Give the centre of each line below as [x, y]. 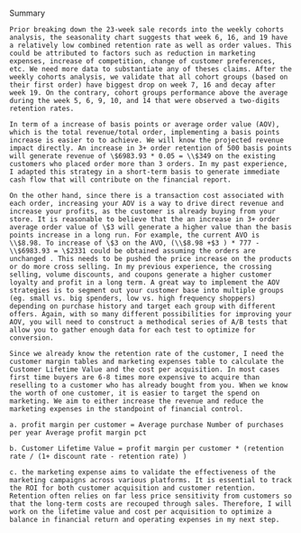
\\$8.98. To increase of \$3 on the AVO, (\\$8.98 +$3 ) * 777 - [134, 243]
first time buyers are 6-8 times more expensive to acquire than [134, 378]
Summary [27, 13]
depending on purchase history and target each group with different [143, 306]
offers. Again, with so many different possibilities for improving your [151, 314]
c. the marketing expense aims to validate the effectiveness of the [143, 472]
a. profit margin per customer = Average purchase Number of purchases [146, 425]
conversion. [32, 338]
